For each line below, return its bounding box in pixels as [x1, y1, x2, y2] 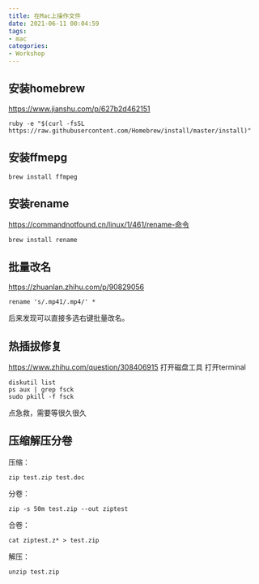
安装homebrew [8, 82, 85, 96]
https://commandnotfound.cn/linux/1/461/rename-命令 [8, 220, 190, 230]
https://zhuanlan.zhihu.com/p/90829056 [8, 282, 145, 292]
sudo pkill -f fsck [8, 393, 74, 401]
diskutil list [8, 379, 57, 387]
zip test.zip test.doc [8, 473, 85, 482]
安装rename [8, 197, 70, 211]
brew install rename [8, 236, 79, 244]
